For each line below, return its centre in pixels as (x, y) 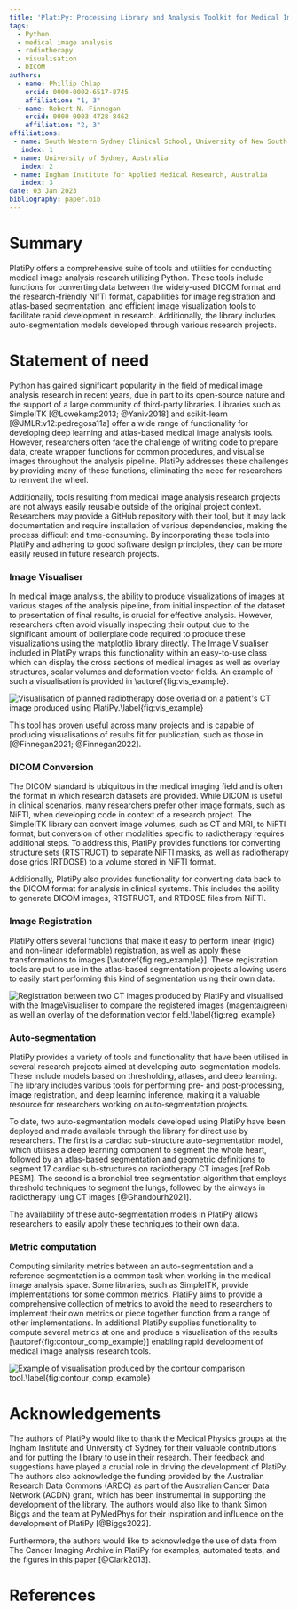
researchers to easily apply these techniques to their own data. (124, 1223)
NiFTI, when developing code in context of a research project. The (130, 815)
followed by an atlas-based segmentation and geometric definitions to (137, 1159)
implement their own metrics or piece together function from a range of (140, 1314)
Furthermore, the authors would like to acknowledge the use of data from (143, 1541)
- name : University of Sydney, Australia (90, 158)
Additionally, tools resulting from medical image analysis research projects (145, 497)
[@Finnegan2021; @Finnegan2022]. (75, 745)
